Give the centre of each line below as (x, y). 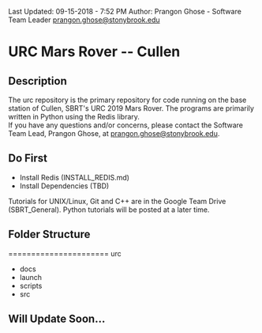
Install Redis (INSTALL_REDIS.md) (75, 177)
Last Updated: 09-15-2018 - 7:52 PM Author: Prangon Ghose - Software (125, 11)
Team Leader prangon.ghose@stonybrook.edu (84, 20)
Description (37, 81)
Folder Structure (49, 235)
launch (30, 277)
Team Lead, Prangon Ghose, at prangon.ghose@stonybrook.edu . (114, 133)
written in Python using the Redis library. (74, 117)
